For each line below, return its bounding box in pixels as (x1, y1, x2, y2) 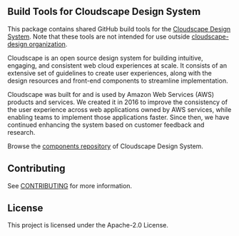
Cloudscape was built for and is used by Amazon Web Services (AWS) (7, 90, 215, 98)
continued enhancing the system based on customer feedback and (7, 120, 205, 129)
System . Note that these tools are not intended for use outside (7, 32, 190, 41)
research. (7, 128, 36, 136)
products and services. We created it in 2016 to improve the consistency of (7, 98, 228, 106)
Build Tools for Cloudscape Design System (7, 6, 201, 18)
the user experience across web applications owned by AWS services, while (7, 105, 232, 113)
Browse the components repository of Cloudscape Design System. (7, 142, 203, 150)
